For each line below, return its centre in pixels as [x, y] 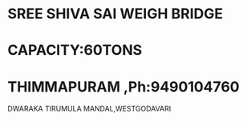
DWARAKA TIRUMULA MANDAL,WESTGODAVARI [89, 109]
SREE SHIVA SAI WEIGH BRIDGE [115, 14]
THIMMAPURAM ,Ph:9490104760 [123, 86]
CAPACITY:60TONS [75, 51]
